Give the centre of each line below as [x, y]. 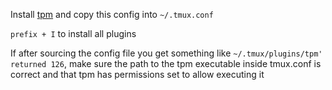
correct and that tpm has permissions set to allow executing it [137, 74]
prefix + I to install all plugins [73, 33]
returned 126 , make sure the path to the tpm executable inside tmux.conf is [166, 63]
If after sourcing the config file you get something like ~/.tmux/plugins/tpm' [166, 53]
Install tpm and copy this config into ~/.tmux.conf [112, 14]
